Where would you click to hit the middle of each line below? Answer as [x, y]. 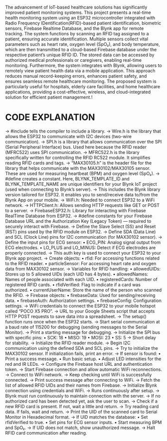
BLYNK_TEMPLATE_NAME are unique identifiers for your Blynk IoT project [81, 184]
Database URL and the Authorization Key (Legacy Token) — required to [78, 221]
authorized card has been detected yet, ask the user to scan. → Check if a [82, 401]
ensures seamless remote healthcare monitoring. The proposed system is [81, 81]
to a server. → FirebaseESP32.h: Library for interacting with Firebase [76, 210]
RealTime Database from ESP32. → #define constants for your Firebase [79, 216]
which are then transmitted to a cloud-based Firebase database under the [81, 50]
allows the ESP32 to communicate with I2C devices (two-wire [69, 136]
